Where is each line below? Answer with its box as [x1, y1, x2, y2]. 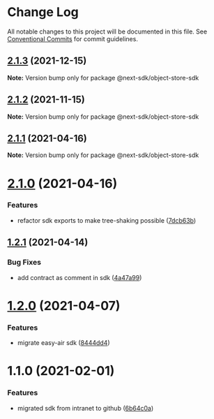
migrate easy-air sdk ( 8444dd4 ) [17, 339, 110, 347]
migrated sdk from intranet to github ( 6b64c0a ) [17, 404, 154, 412]
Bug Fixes [7, 258, 42, 267]
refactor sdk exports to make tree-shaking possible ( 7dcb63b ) [17, 216, 197, 224]
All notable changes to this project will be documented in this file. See [7, 27, 208, 36]
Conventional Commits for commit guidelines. [7, 34, 138, 43]
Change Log [7, 4, 79, 20]
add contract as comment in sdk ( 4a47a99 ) [17, 273, 142, 281]
